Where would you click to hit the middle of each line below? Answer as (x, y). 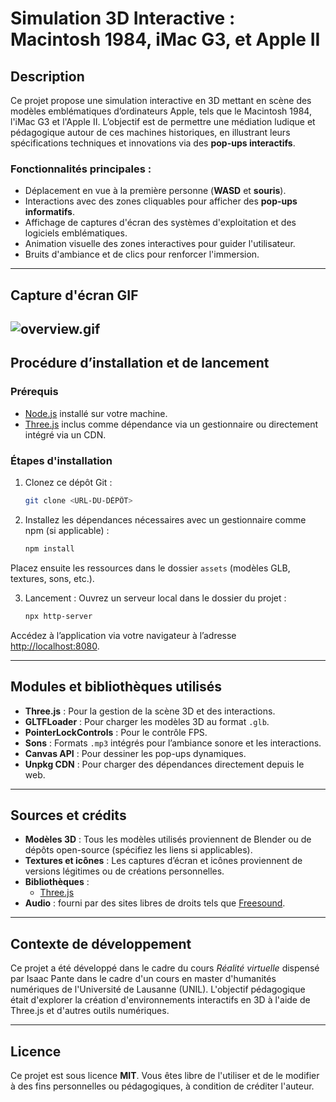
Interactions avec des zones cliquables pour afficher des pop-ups (161, 201)
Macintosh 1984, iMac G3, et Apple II (165, 39)
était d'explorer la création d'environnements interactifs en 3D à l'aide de (160, 1000)
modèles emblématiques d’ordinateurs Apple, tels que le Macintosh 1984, (161, 111)
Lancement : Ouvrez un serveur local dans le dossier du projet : (155, 598)
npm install (49, 548)
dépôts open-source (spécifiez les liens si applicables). (138, 850)
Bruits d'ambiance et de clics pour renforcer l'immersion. (142, 254)
